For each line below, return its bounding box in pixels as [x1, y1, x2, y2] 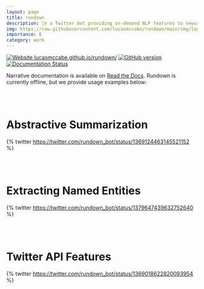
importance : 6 [6, 32, 42, 38]
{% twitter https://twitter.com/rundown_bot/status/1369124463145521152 [6, 138, 190, 145]
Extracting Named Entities [6, 184, 141, 198]
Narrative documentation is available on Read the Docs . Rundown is [6, 72, 176, 79]
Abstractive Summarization [6, 118, 148, 132]
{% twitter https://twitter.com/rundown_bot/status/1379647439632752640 [6, 204, 194, 211]
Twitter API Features [6, 250, 112, 264]
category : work [6, 37, 45, 43]
